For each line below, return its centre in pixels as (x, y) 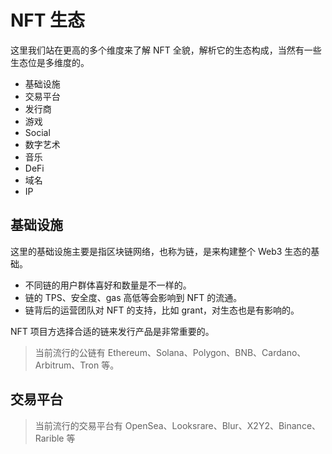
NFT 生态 (48, 20)
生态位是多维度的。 (50, 62)
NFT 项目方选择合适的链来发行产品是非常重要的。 (112, 331)
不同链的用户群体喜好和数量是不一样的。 (108, 285)
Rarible (49, 438)
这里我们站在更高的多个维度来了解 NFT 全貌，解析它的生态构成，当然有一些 (166, 50)
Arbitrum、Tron (67, 365)
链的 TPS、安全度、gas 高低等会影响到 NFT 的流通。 (133, 297)
